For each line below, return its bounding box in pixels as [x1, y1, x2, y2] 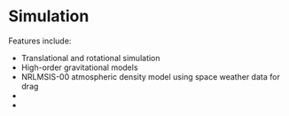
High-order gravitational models [20, 62, 138, 73]
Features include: [8, 35, 72, 46]
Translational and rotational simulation [20, 52, 160, 63]
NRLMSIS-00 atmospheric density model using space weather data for [20, 71, 280, 81]
